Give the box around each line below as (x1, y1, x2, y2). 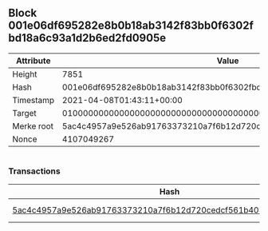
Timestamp (12, 94, 55, 106)
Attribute (15, 55, 51, 66)
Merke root (12, 120, 54, 131)
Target (12, 107, 37, 118)
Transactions (8, 165, 61, 177)
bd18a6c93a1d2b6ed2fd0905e (8, 31, 166, 45)
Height (12, 68, 37, 79)
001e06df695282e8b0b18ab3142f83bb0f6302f (8, 19, 254, 33)
